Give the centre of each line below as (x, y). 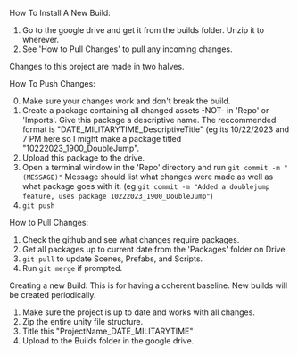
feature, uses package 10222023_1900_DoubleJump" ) (118, 196)
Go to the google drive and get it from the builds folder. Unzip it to (143, 30)
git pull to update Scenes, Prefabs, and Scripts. (112, 259)
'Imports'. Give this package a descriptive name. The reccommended (149, 120)
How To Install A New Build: (60, 13)
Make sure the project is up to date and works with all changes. (139, 312)
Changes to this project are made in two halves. (97, 66)
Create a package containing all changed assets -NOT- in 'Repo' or (145, 110)
